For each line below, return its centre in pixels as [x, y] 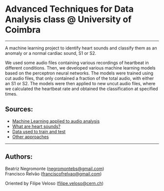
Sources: [19, 109]
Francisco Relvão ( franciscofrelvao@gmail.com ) [53, 174]
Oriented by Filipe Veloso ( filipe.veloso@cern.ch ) [54, 183]
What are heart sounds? [36, 126]
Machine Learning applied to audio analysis [56, 121]
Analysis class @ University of [68, 19]
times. [11, 94]
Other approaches [30, 137]
